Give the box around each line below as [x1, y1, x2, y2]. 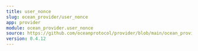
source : [6, 30, 25, 36]
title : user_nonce [6, 8, 51, 15]
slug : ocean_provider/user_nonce [6, 14, 88, 20]
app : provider [6, 19, 41, 25]
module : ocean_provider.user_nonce [6, 25, 94, 31]
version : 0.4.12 [6, 36, 46, 42]
